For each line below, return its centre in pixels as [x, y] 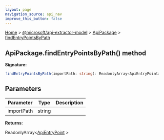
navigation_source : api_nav [34, 14]
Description [70, 102]
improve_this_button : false [34, 19]
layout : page [18, 10]
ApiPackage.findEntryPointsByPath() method [76, 53]
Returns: [14, 123]
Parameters [23, 89]
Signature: [16, 65]
